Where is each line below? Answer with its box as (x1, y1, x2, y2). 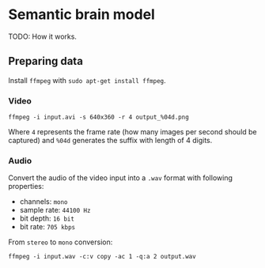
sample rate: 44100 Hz (19, 206, 91, 215)
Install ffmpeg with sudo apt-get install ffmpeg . (8, 75, 166, 85)
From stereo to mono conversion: (8, 237, 113, 247)
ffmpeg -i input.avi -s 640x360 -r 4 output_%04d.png (8, 113, 190, 122)
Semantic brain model (8, 6, 156, 24)
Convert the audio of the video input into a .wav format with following (8, 173, 233, 183)
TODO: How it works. (8, 32, 78, 41)
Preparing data (8, 55, 83, 68)
